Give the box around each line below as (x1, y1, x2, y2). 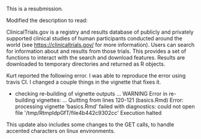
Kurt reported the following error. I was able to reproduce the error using (6, 72, 186, 79)
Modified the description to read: (6, 17, 88, 23)
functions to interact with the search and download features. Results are (6, 54, 185, 61)
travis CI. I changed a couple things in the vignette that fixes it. (6, 78, 161, 85)
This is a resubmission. (6, 5, 63, 12)
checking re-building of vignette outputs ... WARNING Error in (14, 90, 168, 97)
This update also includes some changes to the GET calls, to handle (6, 121, 175, 128)
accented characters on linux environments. (6, 128, 116, 134)
